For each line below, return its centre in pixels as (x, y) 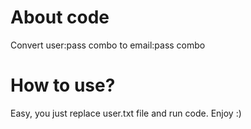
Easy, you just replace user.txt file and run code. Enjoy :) (126, 113)
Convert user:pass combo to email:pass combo (108, 45)
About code (60, 17)
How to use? (63, 85)
